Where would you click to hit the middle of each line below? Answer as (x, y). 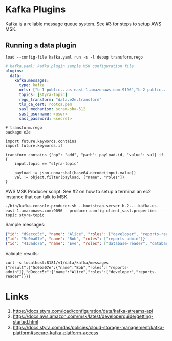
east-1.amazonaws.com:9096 (34, 211)
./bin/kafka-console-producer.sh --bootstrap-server (63, 206)
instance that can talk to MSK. (37, 197)
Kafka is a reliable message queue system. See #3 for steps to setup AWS (83, 24)
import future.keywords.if (34, 146)
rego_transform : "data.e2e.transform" (60, 99)
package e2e (18, 132)
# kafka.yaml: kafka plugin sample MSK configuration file (70, 66)
